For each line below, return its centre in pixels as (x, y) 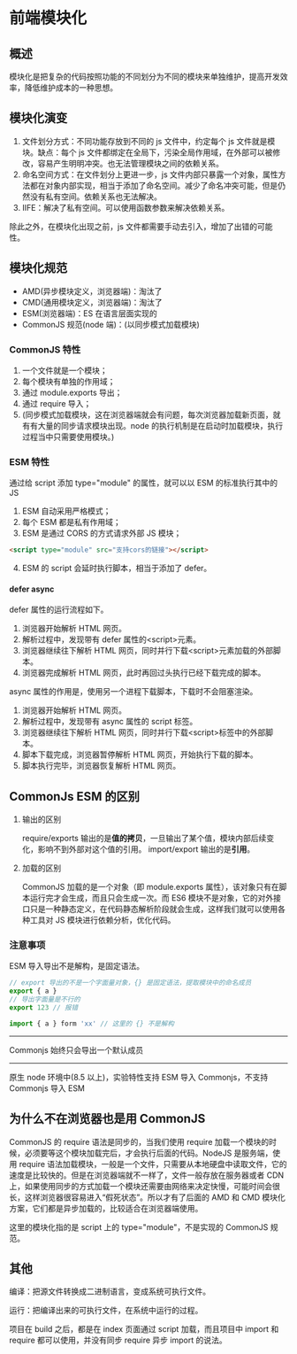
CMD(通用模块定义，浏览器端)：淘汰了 (92, 302)
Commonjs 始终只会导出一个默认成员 (76, 1049)
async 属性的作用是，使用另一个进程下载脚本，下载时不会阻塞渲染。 (133, 692)
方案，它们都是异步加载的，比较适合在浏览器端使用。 (106, 1208)
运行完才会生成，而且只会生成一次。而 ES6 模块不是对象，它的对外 (152, 898)
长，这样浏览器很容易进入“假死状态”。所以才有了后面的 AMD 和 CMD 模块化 (147, 1197)
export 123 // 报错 (44, 1008)
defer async (32, 589)
